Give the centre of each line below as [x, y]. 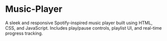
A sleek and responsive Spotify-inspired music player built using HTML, [79, 23]
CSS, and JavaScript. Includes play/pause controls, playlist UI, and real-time [83, 28]
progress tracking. [24, 33]
